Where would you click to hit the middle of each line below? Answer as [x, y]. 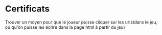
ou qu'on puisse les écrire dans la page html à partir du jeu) [65, 27]
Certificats [27, 9]
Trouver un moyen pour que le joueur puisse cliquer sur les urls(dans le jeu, [81, 22]
